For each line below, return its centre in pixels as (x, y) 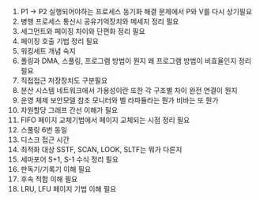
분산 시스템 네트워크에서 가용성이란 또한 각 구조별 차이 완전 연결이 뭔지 (129, 90)
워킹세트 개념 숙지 (48, 51)
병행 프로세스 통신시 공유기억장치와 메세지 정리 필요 (100, 21)
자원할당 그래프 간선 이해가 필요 (69, 110)
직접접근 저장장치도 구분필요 (64, 80)
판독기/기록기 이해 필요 (56, 169)
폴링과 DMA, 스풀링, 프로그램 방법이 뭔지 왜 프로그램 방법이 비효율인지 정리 (136, 61)
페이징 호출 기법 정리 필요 (60, 41)
